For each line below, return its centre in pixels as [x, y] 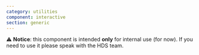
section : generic [28, 22]
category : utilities [32, 12]
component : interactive [36, 17]
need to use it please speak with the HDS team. [65, 46]
